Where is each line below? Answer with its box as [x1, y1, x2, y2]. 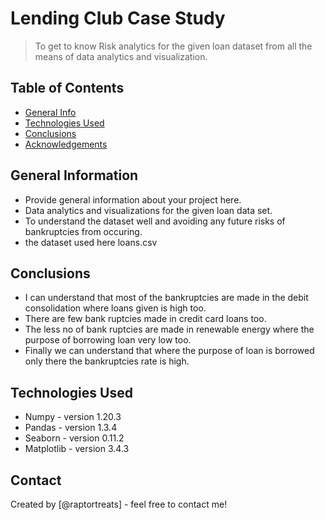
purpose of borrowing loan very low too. [24, 334, 192, 346]
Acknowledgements [24, 138, 108, 150]
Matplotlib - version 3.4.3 [24, 443, 130, 455]
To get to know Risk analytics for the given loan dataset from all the [34, 40, 313, 52]
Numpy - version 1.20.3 [24, 411, 122, 423]
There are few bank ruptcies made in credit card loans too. [24, 313, 267, 325]
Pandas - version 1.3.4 [24, 422, 118, 434]
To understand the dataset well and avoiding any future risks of [24, 215, 286, 227]
